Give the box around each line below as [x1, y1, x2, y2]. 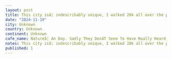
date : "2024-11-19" [5, 17, 47, 22]
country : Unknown [5, 27, 42, 32]
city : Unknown [5, 22, 36, 27]
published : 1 [5, 46, 33, 51]
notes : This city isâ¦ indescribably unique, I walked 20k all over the [5, 41, 164, 46]
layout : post [5, 7, 33, 13]
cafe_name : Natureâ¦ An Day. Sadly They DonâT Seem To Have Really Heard [5, 36, 166, 42]
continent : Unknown [5, 31, 47, 36]
